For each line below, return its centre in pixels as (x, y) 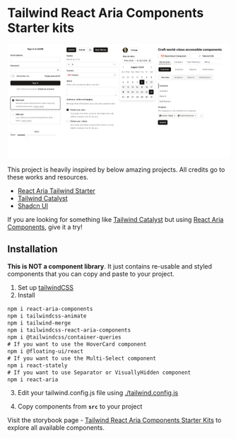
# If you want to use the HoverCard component (77, 344)
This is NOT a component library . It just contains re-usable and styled (110, 266)
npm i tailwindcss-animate (47, 316)
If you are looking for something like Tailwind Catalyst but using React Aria (116, 220)
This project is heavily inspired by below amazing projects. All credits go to (116, 170)
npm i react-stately (38, 365)
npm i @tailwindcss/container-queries (64, 337)
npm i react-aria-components (50, 309)
